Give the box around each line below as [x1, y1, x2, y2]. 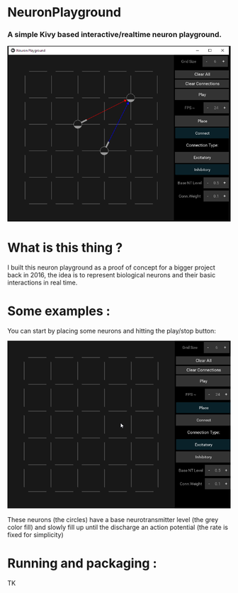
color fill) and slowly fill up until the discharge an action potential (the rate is [7, 523, 229, 532]
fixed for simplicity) [7, 531, 64, 539]
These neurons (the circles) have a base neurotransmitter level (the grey [7, 516, 219, 524]
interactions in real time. [7, 278, 78, 287]
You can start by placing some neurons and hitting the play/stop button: [7, 327, 216, 336]
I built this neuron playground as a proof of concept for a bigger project [7, 263, 216, 272]
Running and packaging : [7, 555, 157, 572]
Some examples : [7, 303, 111, 319]
